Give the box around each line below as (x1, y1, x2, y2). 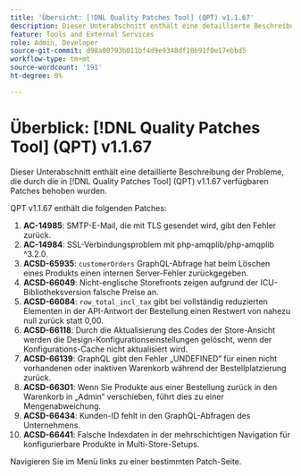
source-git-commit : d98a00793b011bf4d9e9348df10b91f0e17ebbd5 (10, 47, 247, 55)
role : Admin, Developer (10, 38, 99, 47)
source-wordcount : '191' (10, 64, 103, 72)
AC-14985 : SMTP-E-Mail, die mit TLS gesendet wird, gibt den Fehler (22, 220, 276, 231)
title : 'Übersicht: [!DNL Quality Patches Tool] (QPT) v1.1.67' (10, 13, 255, 22)
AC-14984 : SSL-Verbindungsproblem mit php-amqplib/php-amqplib (22, 239, 275, 250)
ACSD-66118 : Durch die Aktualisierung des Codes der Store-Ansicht (22, 324, 276, 336)
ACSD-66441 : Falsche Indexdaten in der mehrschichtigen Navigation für (22, 429, 291, 439)
